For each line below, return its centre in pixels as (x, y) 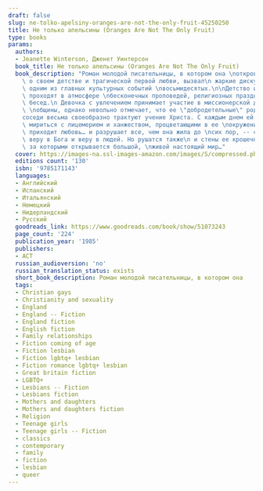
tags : (24, 286)
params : (21, 45)
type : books (27, 37)
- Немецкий (33, 205)
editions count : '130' (52, 162)
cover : (26, 154)
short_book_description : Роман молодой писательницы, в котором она (129, 278)
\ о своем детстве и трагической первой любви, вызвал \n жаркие (129, 81)
